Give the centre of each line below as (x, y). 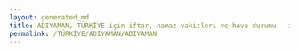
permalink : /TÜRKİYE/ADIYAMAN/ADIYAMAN (83, 33)
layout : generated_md (49, 17)
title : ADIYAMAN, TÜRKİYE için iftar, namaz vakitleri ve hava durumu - (147, 26)
